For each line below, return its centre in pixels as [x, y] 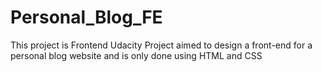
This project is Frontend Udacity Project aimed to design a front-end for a [161, 45]
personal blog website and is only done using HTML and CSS [136, 55]
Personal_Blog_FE [86, 17]
